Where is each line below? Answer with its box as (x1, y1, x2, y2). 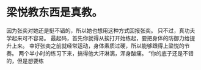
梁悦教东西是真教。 (6, 5, 103, 19)
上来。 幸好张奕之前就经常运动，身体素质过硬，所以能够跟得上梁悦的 (11, 42, 185, 49)
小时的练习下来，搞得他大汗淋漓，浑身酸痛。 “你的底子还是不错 (34, 49, 194, 57)
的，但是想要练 (6, 57, 44, 65)
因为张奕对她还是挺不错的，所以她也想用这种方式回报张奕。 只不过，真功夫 (6, 27, 196, 34)
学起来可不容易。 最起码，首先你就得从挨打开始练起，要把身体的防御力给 (6, 34, 190, 41)
